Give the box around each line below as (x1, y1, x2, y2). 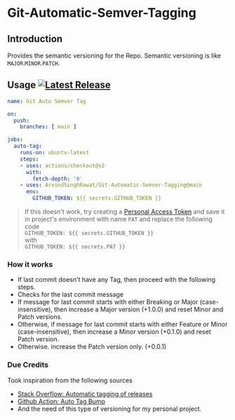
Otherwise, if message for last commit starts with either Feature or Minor (17, 320, 228, 329)
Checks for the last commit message (17, 290, 124, 299)
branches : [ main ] (20, 123, 77, 130)
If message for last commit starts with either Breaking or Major (17, 298, 199, 306)
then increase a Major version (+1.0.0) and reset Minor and (53, 305, 224, 313)
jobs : (7, 136, 23, 143)
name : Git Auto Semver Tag (7, 97, 86, 104)
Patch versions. (17, 313, 63, 321)
